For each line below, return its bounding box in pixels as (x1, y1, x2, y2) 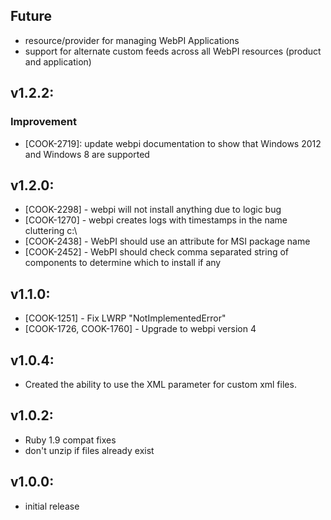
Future (10, 8, 53, 25)
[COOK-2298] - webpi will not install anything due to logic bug (24, 204, 282, 216)
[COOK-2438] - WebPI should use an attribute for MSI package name (24, 235, 311, 248)
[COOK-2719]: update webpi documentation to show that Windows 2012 (24, 137, 322, 149)
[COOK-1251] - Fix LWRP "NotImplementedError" (24, 312, 227, 324)
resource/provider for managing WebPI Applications (24, 34, 240, 46)
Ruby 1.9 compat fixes (24, 434, 117, 446)
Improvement (10, 115, 77, 129)
